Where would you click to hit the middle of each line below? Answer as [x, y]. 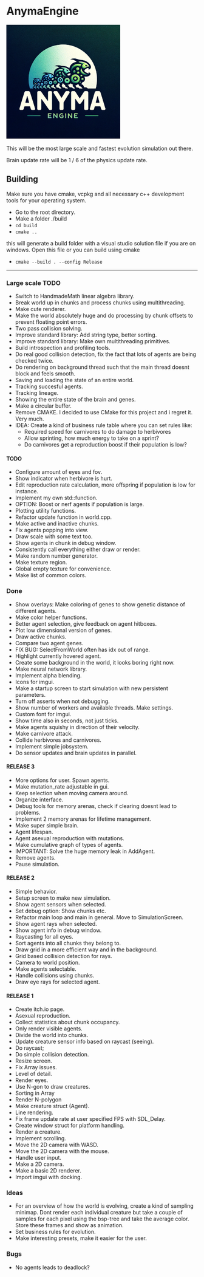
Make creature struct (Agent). [52, 1106]
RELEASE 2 [21, 878]
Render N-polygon [38, 1100]
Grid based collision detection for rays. [63, 956]
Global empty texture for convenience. [63, 569]
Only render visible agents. [49, 1029]
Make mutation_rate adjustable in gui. [62, 786]
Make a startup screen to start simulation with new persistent [91, 688]
